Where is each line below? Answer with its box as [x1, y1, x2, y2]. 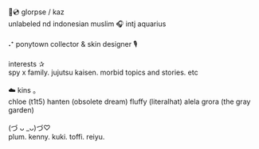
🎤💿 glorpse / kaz [8, 7, 65, 17]
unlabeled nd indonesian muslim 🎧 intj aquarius [8, 19, 167, 29]
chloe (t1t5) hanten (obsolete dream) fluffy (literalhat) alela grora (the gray [8, 97, 251, 106]
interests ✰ [8, 59, 45, 68]
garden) [8, 105, 34, 114]
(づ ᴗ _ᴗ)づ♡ [8, 123, 51, 132]
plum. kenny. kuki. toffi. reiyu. [8, 132, 105, 141]
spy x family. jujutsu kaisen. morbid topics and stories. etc [8, 67, 198, 77]
